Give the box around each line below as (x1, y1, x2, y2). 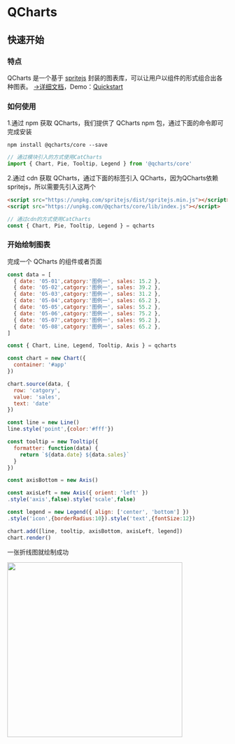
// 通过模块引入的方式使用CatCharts (7, 154, 103, 161)
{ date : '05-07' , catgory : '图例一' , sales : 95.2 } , (13, 316, 161, 324)
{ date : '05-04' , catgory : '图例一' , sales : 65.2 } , (13, 297, 161, 304)
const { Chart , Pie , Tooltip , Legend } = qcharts (7, 222, 155, 229)
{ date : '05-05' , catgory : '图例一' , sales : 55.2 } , (13, 303, 161, 311)
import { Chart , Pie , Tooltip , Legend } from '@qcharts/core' (7, 160, 192, 168)
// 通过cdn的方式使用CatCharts (7, 215, 91, 222)
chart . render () (7, 534, 52, 541)
